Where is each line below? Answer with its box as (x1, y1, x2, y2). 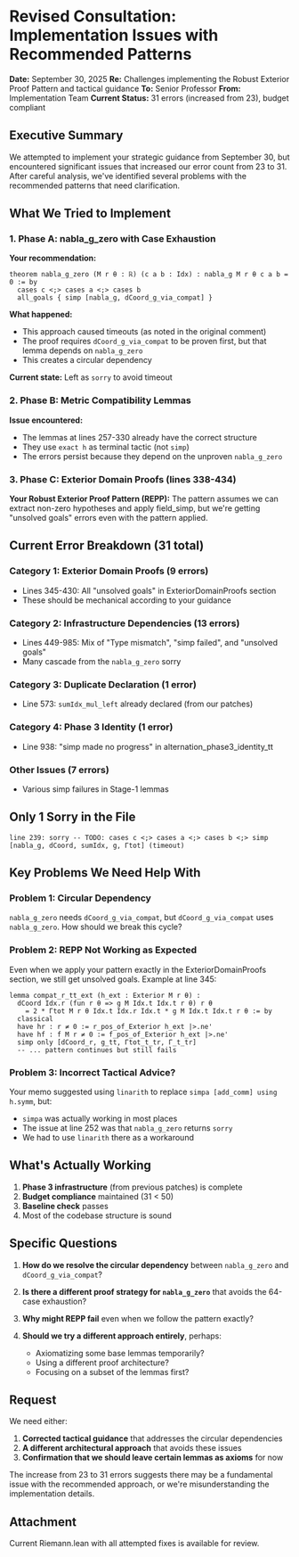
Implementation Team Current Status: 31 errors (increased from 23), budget (9, 92, 289, 103)
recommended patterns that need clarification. (9, 180, 181, 191)
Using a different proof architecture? (35, 1357, 169, 1368)
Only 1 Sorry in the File (9, 810, 136, 825)
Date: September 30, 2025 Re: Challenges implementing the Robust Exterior (9, 73, 290, 84)
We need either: (9, 1416, 69, 1427)
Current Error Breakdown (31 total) (9, 538, 205, 554)
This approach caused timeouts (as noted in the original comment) (21, 326, 267, 337)
